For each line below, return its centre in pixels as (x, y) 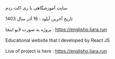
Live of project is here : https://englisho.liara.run (56, 51)
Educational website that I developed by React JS (58, 40)
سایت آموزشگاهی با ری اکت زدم (36, 8)
